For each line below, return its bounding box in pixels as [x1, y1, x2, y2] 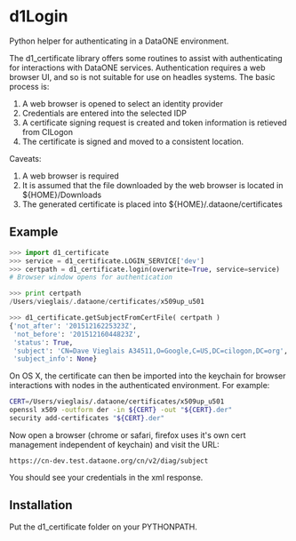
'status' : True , [12, 338, 74, 347]
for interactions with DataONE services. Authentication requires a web [9, 62, 266, 73]
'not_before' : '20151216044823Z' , [12, 330, 141, 338]
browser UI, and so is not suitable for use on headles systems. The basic [9, 71, 276, 82]
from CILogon [21, 126, 74, 137]
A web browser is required [21, 171, 120, 181]
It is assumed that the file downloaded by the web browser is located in [21, 179, 284, 190]
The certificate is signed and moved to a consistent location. [21, 136, 244, 147]
